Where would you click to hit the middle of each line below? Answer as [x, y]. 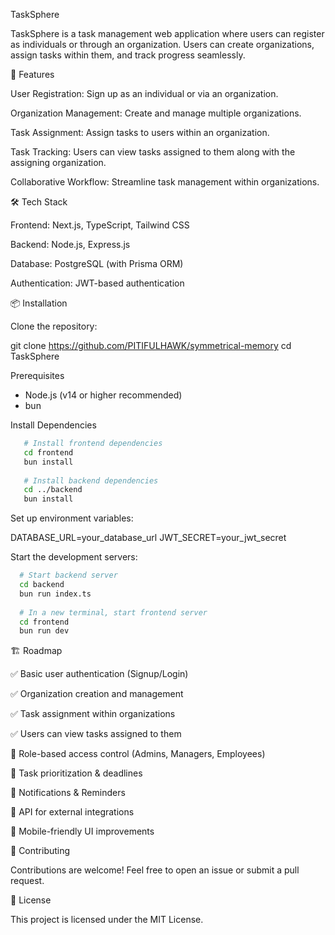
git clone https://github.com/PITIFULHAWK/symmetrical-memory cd [151, 345]
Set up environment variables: [72, 518]
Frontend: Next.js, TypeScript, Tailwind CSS [100, 225]
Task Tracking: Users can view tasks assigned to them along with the [153, 152]
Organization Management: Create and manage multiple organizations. [156, 113]
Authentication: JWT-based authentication [97, 283]
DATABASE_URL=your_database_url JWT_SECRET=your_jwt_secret [148, 538]
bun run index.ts [55, 594]
